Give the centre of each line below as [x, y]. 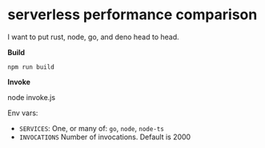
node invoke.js [32, 97]
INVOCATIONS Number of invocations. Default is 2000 [105, 137]
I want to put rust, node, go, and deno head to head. [93, 37]
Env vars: [23, 113]
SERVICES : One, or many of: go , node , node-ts [92, 128]
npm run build [31, 67]
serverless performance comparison [132, 15]
